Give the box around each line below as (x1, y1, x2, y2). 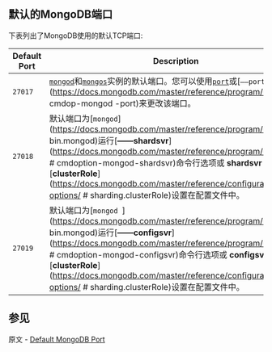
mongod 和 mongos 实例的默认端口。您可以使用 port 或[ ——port (49, 75, 266, 86)
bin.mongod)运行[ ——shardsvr (49, 135, 169, 146)
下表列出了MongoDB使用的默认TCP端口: (8, 31, 143, 40)
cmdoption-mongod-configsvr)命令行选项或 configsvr (56, 249, 268, 260)
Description (152, 55, 200, 66)
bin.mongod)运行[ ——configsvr (49, 227, 172, 238)
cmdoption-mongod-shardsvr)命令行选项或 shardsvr (56, 157, 262, 168)
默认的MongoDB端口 (8, 7, 113, 22)
